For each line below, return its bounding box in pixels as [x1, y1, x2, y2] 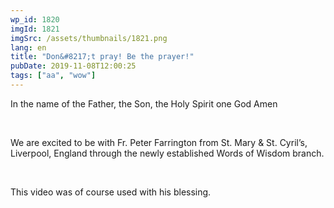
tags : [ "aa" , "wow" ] [10, 71, 97, 81]
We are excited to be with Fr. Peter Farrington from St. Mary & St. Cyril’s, [10, 136, 308, 148]
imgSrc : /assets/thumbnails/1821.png [10, 33, 168, 43]
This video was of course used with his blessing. [10, 186, 212, 198]
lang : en [10, 42, 47, 53]
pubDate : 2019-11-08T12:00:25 [10, 61, 137, 71]
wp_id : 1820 [10, 14, 60, 25]
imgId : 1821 [10, 24, 60, 34]
